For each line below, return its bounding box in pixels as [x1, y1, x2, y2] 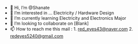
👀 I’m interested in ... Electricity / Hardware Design [10, 10, 114, 16]
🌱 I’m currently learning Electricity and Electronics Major [10, 15, 126, 21]
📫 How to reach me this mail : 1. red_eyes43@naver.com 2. [10, 26, 133, 32]
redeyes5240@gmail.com [10, 33, 64, 39]
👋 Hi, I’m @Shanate [10, 5, 50, 10]
